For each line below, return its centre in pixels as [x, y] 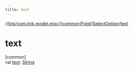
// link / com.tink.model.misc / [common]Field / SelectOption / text [66, 23]
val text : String [20, 62]
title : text [17, 10]
